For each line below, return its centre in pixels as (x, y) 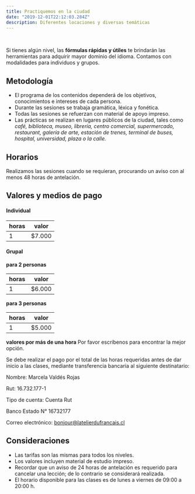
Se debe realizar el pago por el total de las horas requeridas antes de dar (94, 360)
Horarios (22, 157)
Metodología (30, 81)
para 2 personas (26, 264)
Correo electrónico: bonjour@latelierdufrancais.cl (65, 422)
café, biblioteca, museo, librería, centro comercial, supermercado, (94, 126)
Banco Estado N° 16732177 (39, 411)
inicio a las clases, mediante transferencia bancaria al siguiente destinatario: (98, 365)
